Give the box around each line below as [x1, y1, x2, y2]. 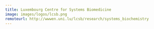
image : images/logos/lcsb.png [5, 12, 68, 17]
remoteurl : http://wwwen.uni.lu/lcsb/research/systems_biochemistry [5, 16, 149, 21]
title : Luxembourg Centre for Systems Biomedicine [5, 7, 112, 12]
